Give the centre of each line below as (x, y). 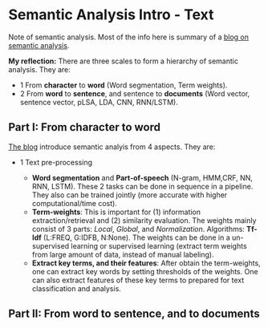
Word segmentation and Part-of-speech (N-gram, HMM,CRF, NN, (142, 177)
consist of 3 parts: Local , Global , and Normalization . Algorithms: (138, 229)
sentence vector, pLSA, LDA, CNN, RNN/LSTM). (99, 102)
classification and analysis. (77, 288)
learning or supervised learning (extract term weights (159, 245)
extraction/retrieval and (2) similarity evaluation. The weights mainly (144, 220)
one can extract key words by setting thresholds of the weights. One (145, 271)
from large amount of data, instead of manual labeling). (123, 254)
